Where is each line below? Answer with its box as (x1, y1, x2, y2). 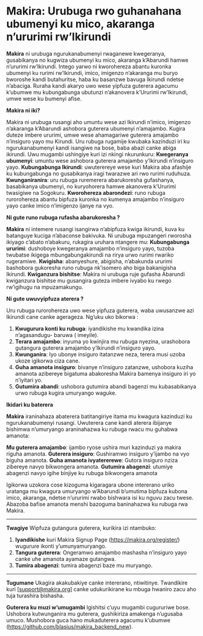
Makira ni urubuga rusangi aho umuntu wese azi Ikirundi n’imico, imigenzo (6, 118, 192, 125)
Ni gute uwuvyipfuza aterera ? (6, 295, 84, 302)
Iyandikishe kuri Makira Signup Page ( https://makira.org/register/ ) (14, 536, 180, 543)
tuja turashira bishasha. (6, 592, 65, 599)
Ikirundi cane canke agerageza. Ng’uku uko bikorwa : (6, 313, 139, 320)
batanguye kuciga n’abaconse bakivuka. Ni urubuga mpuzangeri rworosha (6, 232, 192, 239)
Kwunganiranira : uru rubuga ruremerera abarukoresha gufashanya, (6, 176, 175, 183)
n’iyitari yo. (14, 376, 43, 384)
